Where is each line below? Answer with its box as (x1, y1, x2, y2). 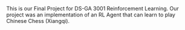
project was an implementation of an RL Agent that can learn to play (6, 11, 175, 18)
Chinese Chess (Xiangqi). (6, 18, 70, 24)
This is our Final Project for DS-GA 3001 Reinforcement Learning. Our (6, 5, 180, 12)
